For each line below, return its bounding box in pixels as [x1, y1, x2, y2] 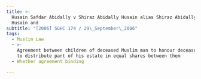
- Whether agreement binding [11, 58, 84, 64]
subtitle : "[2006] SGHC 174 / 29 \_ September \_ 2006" [6, 25, 138, 31]
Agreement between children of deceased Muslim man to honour [17, 48, 175, 53]
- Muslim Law [11, 36, 44, 42]
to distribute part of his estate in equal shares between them [17, 53, 181, 59]
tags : [6, 31, 20, 37]
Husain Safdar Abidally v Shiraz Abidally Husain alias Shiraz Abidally [11, 14, 197, 20]
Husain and [11, 20, 39, 26]
